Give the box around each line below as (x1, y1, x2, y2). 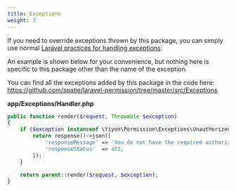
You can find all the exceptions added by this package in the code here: (7, 78, 215, 86)
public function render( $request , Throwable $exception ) (7, 113, 178, 120)
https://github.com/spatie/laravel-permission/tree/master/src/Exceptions (7, 86, 218, 94)
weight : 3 (7, 17, 37, 24)
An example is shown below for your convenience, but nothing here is (7, 57, 209, 65)
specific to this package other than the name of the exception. (7, 65, 188, 73)
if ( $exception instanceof (20, 126, 99, 133)
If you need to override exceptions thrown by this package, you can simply (7, 36, 223, 44)
